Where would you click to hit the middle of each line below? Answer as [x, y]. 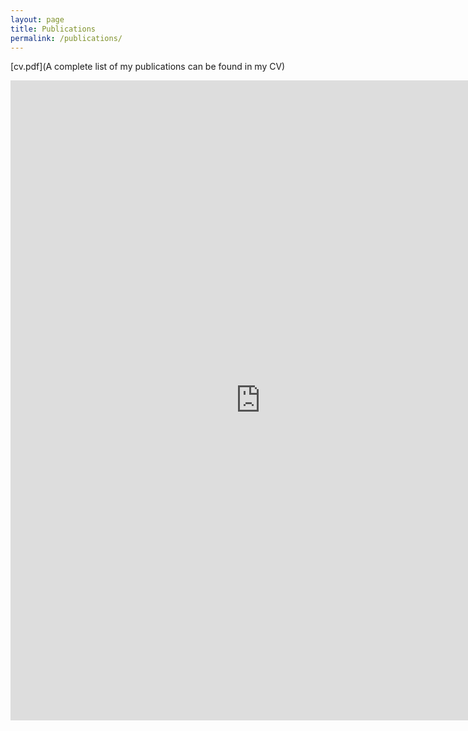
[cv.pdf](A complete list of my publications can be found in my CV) [148, 67]
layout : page [37, 19]
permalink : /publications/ [66, 38]
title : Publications [53, 29]
